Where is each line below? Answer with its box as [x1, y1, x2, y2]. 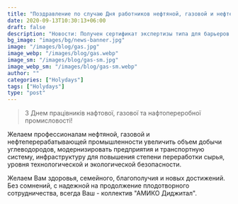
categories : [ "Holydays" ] [7, 76, 84, 84]
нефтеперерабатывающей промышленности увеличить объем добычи [7, 137, 222, 146]
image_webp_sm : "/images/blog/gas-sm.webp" [7, 63, 138, 70]
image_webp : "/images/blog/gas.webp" [7, 50, 119, 57]
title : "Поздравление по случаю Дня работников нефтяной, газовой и [7, 10, 214, 18]
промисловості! [24, 116, 73, 125]
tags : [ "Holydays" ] [7, 83, 65, 90]
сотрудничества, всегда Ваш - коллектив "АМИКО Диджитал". [7, 189, 197, 198]
